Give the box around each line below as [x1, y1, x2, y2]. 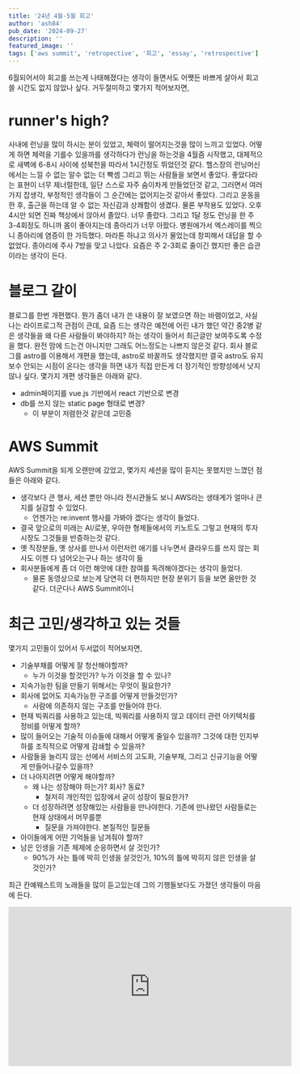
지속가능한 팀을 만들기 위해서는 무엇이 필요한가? [19, 681, 171, 690]
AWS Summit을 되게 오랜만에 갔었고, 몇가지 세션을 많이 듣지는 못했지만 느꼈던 [8, 465, 255, 474]
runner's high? [8, 112, 110, 130]
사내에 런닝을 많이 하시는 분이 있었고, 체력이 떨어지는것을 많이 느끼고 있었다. [8, 139, 248, 149]
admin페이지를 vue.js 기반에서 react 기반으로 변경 [19, 388, 180, 397]
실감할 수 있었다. [35, 503, 87, 512]
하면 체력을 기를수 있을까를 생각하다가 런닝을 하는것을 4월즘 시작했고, [16, 149, 235, 159]
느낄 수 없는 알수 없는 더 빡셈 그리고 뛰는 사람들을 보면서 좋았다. [29, 169, 230, 179]
